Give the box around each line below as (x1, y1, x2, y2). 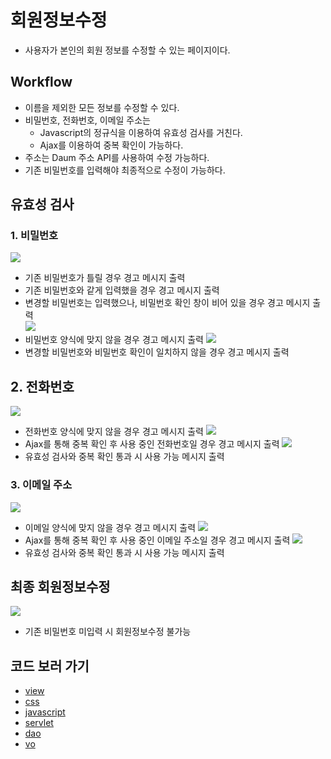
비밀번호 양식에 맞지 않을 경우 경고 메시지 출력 (24, 334, 204, 346)
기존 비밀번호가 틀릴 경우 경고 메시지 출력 (24, 272, 186, 284)
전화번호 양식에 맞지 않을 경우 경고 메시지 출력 (24, 426, 204, 438)
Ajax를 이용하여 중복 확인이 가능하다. (39, 139, 184, 151)
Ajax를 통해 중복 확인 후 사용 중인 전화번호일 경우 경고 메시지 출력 (24, 438, 280, 450)
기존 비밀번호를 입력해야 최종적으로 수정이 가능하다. (24, 164, 226, 176)
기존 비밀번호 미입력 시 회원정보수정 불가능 (24, 626, 192, 638)
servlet (24, 717, 54, 729)
